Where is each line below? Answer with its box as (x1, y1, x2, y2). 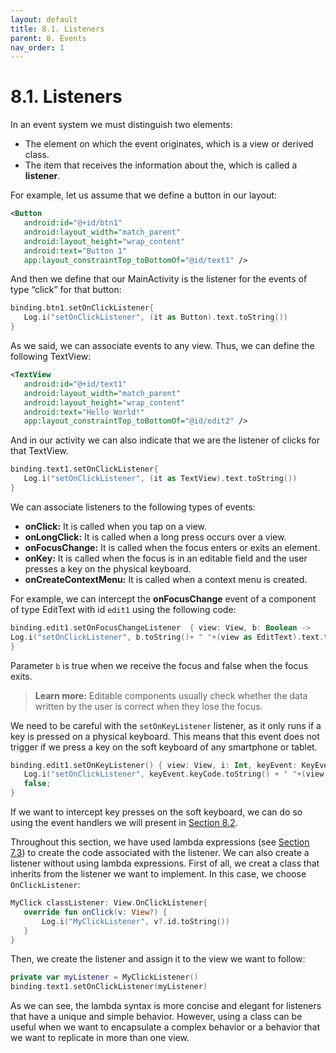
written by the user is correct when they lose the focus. (34, 700, 263, 712)
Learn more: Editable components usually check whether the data (34, 689, 308, 701)
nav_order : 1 (10, 42, 65, 53)
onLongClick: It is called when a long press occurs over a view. (24, 531, 287, 543)
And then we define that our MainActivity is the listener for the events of (10, 273, 308, 285)
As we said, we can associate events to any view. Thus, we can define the (10, 340, 315, 352)
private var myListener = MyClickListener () (10, 972, 199, 983)
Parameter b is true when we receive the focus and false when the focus (10, 659, 309, 671)
